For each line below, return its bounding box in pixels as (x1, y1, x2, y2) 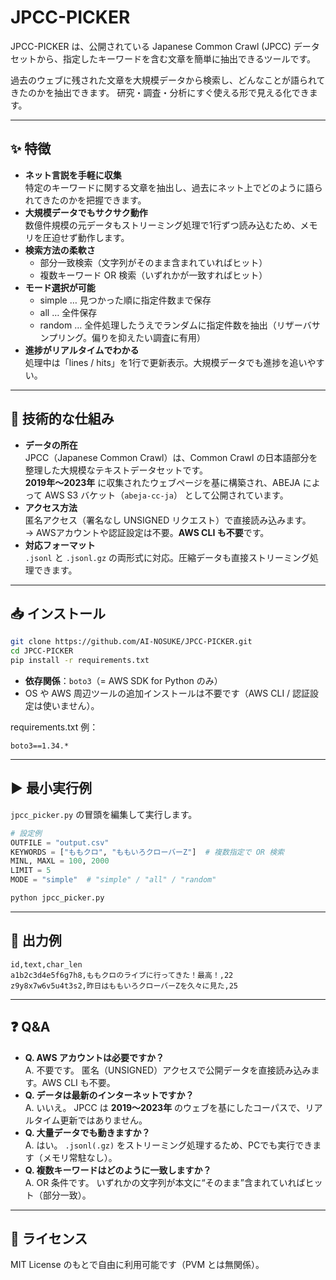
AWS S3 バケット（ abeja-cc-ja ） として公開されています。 (44, 489, 289, 501)
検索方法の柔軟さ (24, 244, 96, 256)
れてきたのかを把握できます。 (24, 194, 147, 206)
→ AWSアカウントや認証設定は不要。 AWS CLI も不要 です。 (24, 526, 270, 538)
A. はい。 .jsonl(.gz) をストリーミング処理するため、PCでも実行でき (24, 1139, 313, 1151)
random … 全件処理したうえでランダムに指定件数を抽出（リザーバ (39, 319, 312, 331)
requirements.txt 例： (10, 721, 99, 733)
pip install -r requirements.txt (10, 656, 150, 666)
